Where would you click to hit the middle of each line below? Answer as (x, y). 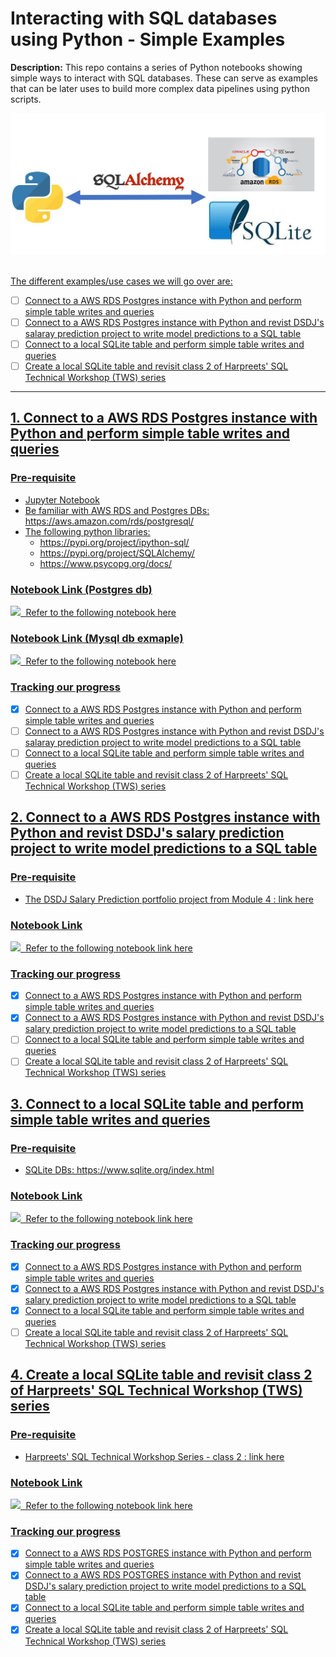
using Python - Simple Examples (148, 39)
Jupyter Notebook (62, 499)
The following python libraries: (87, 531)
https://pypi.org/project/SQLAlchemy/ (117, 553)
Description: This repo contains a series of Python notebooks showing (156, 67)
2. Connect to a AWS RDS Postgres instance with (165, 817)
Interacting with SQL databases (144, 18)
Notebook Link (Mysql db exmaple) (97, 638)
